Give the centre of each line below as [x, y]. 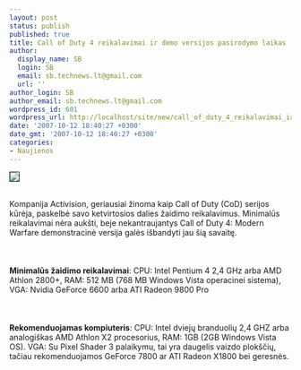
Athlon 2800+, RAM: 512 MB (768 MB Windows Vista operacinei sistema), [145, 280]
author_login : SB [42, 92]
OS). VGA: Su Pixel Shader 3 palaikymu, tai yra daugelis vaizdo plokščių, [142, 347]
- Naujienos [31, 151]
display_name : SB [50, 59]
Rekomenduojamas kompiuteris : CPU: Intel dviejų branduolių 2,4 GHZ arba [149, 327]
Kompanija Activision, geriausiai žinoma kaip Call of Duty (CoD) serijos [139, 203]
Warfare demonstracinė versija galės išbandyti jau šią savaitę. [123, 232]
